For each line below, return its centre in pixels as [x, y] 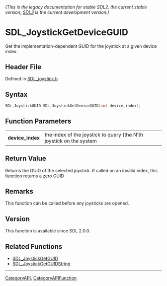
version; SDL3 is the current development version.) [57, 12]
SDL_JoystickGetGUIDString [41, 264]
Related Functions [34, 247]
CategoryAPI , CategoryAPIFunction [41, 278]
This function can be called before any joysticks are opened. [67, 203]
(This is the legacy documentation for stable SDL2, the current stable [76, 7]
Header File [23, 67]
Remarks [19, 191]
